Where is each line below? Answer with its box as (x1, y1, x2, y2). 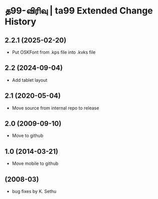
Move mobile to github (12, 160, 59, 166)
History (5, 16, 37, 28)
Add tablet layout (12, 77, 48, 83)
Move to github (12, 133, 44, 139)
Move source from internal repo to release (12, 105, 99, 111)
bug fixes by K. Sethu (12, 188, 57, 194)
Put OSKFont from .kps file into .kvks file (12, 49, 96, 55)
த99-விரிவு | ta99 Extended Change (5, 5, 153, 17)
